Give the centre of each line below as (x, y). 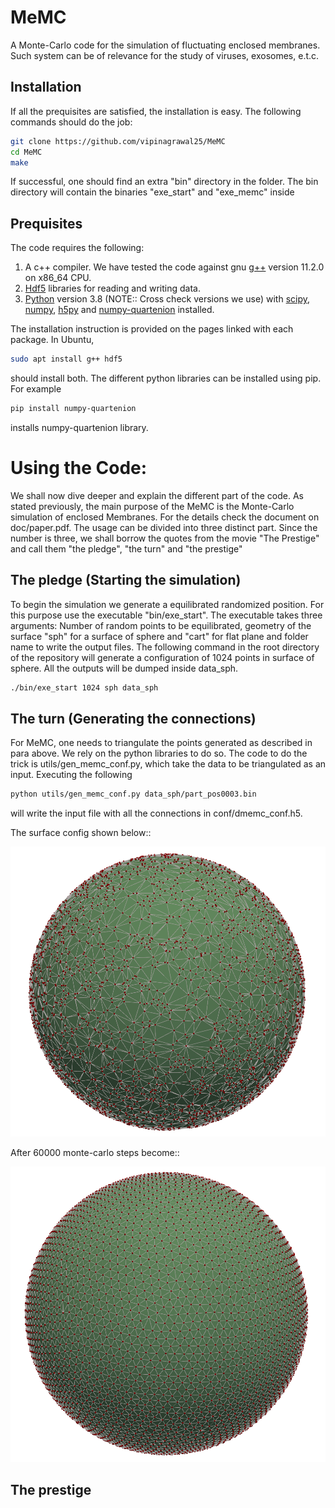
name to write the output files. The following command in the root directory (165, 647)
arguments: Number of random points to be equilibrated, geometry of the (161, 625)
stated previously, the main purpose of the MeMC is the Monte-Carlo (152, 506)
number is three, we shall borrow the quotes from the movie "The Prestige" (165, 538)
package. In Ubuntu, (52, 340)
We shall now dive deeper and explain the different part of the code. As (157, 495)
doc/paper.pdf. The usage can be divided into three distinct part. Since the (164, 527)
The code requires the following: (77, 248)
